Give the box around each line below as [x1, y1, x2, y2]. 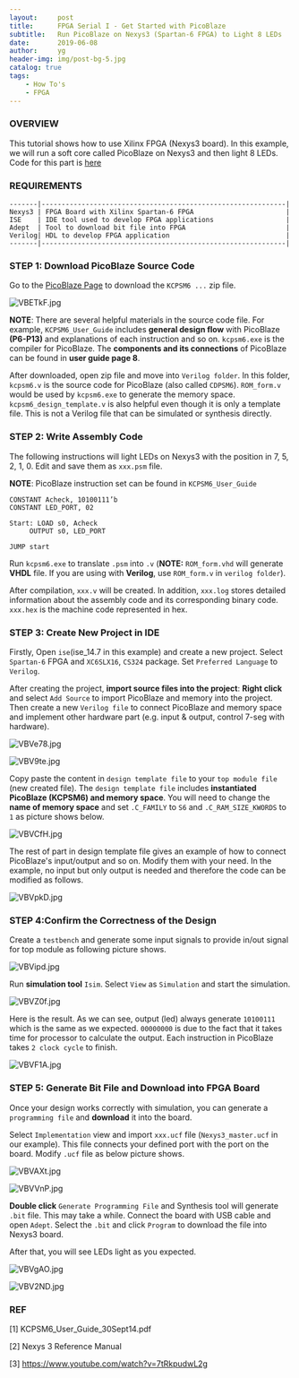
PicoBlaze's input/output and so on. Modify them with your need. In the [9, 855, 272, 866]
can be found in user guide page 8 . [9, 353, 141, 364]
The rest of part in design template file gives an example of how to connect [9, 846, 286, 857]
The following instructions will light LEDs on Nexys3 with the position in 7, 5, [9, 451, 289, 461]
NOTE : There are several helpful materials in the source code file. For [9, 314, 265, 325]
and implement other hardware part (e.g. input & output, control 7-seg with [9, 711, 285, 722]
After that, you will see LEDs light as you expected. [9, 1246, 197, 1257]
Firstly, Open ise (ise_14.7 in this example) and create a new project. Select [9, 646, 284, 657]
